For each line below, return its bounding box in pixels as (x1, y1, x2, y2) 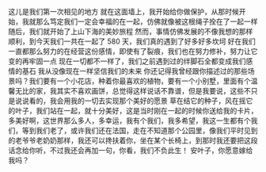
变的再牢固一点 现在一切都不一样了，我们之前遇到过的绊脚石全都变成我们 (8, 56, 246, 66)
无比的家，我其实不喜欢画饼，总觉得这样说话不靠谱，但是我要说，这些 (14, 86, 244, 95)
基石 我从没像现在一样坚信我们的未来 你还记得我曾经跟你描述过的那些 (21, 67, 248, 75)
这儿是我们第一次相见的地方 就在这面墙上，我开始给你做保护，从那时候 (8, 7, 239, 16)
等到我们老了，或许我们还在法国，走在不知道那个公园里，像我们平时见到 (21, 126, 258, 135)
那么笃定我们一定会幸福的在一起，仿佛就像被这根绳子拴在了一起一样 (35, 17, 258, 26)
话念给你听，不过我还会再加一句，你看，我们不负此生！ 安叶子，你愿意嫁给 (8, 146, 253, 155)
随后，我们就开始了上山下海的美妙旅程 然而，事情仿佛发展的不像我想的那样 (8, 27, 253, 36)
